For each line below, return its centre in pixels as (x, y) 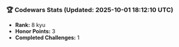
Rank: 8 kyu (30, 25)
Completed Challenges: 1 (47, 37)
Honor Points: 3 (35, 32)
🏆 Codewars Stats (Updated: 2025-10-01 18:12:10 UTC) (90, 10)
